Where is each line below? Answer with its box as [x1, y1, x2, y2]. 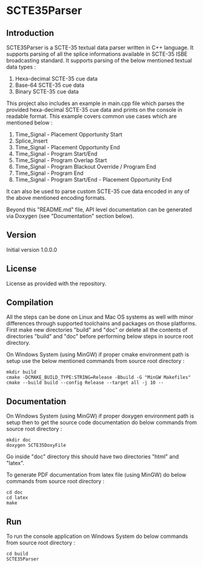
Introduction [6, 28, 55, 38]
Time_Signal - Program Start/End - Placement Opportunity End [15, 176, 172, 183]
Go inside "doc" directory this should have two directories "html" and [6, 453, 179, 460]
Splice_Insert [15, 137, 48, 144]
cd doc [6, 489, 23, 495]
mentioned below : [6, 119, 53, 126]
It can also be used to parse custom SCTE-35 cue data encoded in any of [6, 188, 190, 195]
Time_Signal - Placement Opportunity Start [15, 131, 122, 138]
